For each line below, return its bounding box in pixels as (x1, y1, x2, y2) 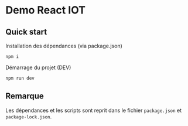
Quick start (5, 27, 47, 37)
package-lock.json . (5, 113, 52, 120)
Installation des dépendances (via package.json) (5, 42, 122, 49)
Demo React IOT (5, 4, 86, 17)
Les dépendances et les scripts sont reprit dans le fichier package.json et (5, 107, 182, 114)
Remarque (5, 91, 45, 101)
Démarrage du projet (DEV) (5, 64, 71, 71)
